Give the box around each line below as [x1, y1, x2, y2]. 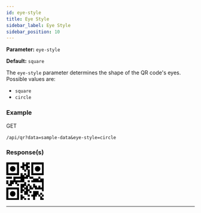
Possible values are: [6, 76, 56, 83]
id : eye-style [6, 10, 42, 16]
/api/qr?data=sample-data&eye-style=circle [6, 134, 117, 140]
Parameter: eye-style [6, 46, 60, 53]
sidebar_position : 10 [6, 29, 60, 35]
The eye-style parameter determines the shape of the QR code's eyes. [6, 69, 181, 76]
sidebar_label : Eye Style [6, 22, 71, 28]
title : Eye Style [6, 16, 50, 22]
